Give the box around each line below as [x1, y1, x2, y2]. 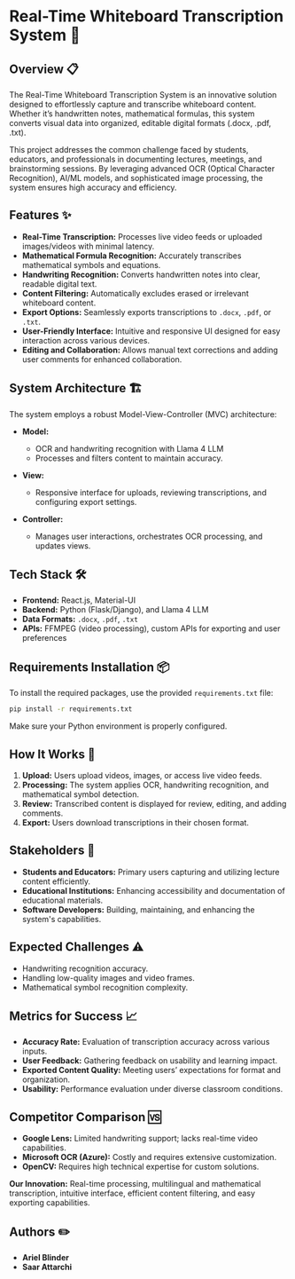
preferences [21, 633, 67, 643]
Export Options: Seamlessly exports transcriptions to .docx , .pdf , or [21, 306, 272, 317]
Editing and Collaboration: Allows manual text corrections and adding [21, 344, 279, 355]
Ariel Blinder [21, 1252, 69, 1262]
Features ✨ [9, 208, 72, 223]
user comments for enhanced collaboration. [21, 353, 182, 365]
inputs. [21, 1046, 48, 1057]
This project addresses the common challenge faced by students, [9, 145, 249, 154]
